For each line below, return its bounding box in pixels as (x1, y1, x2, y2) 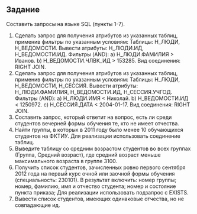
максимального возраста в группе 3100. (14, 157, 118, 164)
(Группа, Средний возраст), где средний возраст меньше (14, 151, 161, 158)
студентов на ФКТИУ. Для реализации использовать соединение (14, 132, 180, 140)
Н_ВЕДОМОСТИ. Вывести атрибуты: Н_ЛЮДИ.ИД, (14, 44, 144, 51)
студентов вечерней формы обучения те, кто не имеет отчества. (14, 119, 179, 127)
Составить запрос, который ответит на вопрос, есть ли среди (14, 114, 172, 121)
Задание (6, 5, 40, 15)
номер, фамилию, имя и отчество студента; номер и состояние (14, 183, 176, 190)
